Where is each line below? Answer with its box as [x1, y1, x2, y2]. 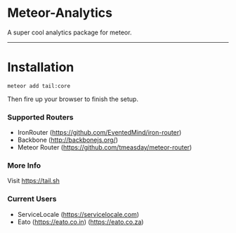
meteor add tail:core [7, 82, 71, 89]
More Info [7, 161, 41, 171]
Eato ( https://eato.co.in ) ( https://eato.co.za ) [17, 218, 144, 226]
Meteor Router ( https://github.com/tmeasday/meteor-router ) [17, 143, 192, 152]
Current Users [7, 194, 57, 204]
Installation [7, 60, 74, 75]
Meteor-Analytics [7, 5, 112, 21]
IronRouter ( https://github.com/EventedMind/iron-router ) [17, 128, 182, 137]
